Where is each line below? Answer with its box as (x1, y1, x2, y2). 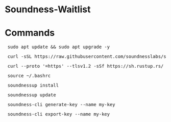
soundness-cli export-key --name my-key (7, 111, 110, 117)
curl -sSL (7, 54, 32, 59)
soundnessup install (7, 83, 59, 88)
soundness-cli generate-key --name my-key (7, 101, 115, 108)
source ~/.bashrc (7, 73, 51, 79)
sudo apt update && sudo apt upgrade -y (7, 44, 110, 50)
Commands (5, 27, 55, 39)
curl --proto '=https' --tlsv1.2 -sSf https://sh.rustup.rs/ (7, 63, 164, 69)
